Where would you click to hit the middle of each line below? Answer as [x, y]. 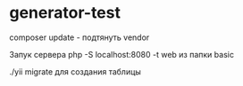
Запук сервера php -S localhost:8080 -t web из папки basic [122, 54]
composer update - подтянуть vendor [80, 37]
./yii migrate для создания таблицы [75, 71]
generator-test [65, 13]
